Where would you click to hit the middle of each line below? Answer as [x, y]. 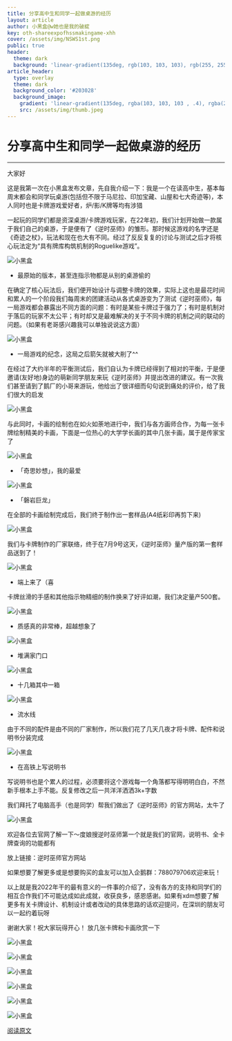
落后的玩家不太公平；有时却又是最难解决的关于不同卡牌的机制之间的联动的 [119, 316]
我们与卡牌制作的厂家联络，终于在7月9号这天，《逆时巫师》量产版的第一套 [112, 544]
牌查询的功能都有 [31, 843]
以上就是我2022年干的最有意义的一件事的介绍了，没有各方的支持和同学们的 [115, 887]
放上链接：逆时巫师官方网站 [47, 857]
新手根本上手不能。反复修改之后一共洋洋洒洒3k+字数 [82, 790]
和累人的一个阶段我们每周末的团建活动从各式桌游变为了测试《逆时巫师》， [112, 299]
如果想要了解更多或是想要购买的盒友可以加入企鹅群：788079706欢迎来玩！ [114, 872]
